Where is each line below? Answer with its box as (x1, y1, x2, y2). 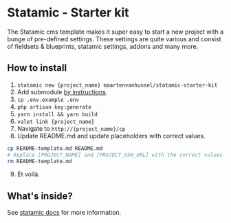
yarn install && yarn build (16, 111, 98, 118)
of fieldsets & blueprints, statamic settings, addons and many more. (7, 42, 199, 50)
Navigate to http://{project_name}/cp (16, 124, 126, 132)
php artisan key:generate (16, 103, 91, 111)
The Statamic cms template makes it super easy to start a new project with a (7, 28, 224, 36)
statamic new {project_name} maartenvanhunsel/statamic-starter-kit (16, 81, 218, 89)
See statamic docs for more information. (7, 209, 122, 217)
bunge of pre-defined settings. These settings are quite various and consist (7, 34, 221, 43)
